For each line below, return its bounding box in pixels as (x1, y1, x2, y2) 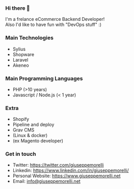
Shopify (12, 116, 30, 122)
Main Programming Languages (5, 75, 83, 82)
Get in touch (5, 150, 37, 157)
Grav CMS (12, 127, 35, 133)
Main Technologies (5, 34, 53, 41)
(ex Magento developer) (12, 138, 64, 144)
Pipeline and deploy (12, 122, 55, 128)
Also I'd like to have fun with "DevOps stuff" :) (5, 21, 102, 28)
